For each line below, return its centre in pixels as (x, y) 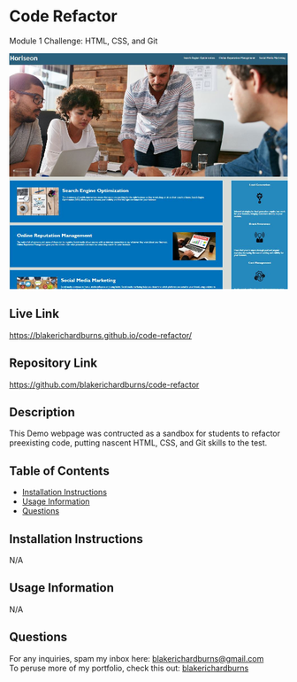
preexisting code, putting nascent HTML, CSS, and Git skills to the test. (138, 443)
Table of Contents (60, 471)
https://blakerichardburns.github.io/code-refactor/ (101, 335)
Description (42, 412)
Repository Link (53, 364)
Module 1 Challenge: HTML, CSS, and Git (84, 41)
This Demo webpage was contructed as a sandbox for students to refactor (145, 434)
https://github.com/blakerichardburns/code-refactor (104, 384)
